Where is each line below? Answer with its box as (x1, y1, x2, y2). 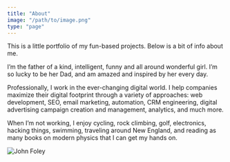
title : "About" (7, 10, 51, 17)
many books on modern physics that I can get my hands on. (7, 134, 178, 142)
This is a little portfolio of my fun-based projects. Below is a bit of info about (7, 42, 223, 51)
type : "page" (7, 23, 45, 30)
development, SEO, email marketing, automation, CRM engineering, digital (7, 98, 218, 107)
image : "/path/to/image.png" (7, 17, 91, 24)
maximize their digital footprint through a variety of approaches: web (7, 91, 203, 99)
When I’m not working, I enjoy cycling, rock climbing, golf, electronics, (7, 119, 207, 127)
